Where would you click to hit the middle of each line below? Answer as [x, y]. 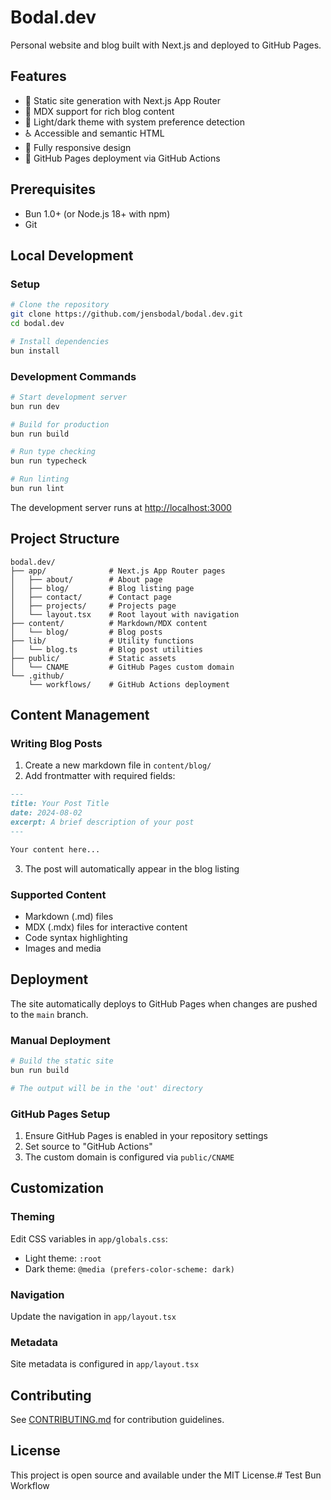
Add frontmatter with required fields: [100, 776]
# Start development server [69, 397]
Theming [32, 1217]
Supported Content [58, 894]
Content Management [80, 715]
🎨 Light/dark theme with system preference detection [134, 122]
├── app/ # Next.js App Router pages [118, 571]
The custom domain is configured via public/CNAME [129, 1157]
